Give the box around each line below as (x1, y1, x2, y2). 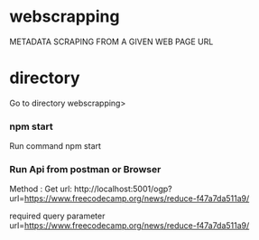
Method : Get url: (9, 183, 72, 195)
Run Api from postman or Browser (9, 163, 162, 176)
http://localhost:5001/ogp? (73, 183, 173, 195)
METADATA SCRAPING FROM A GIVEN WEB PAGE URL (9, 36, 214, 47)
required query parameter (9, 210, 106, 222)
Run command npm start (9, 141, 102, 152)
